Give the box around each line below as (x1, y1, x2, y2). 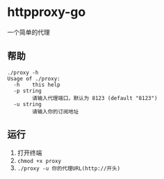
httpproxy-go (7, 4, 86, 20)
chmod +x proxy (17, 157, 62, 164)
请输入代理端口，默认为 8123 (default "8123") (32, 94, 158, 101)
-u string (13, 101, 42, 108)
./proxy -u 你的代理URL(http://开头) (17, 164, 120, 172)
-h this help (13, 81, 60, 88)
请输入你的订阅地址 (32, 108, 79, 115)
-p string (13, 87, 42, 94)
